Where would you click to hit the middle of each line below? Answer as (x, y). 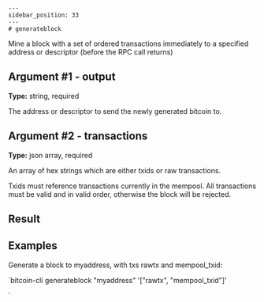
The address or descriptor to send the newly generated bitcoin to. (115, 111)
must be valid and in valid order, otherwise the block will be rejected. (120, 194)
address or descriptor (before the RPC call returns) (91, 52)
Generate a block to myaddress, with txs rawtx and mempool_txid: (115, 265)
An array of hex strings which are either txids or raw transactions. (115, 170)
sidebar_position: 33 (44, 15)
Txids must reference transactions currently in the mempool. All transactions (132, 186)
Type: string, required (44, 96)
